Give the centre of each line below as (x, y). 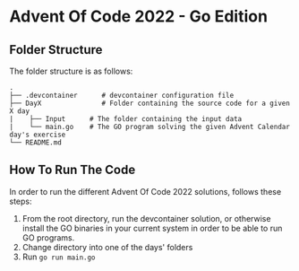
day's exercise (38, 135)
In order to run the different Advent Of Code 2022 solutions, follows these (145, 191)
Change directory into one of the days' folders (107, 247)
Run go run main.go (59, 257)
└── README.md (36, 143)
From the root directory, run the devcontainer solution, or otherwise (146, 218)
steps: (21, 201)
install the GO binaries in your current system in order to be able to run (152, 228)
